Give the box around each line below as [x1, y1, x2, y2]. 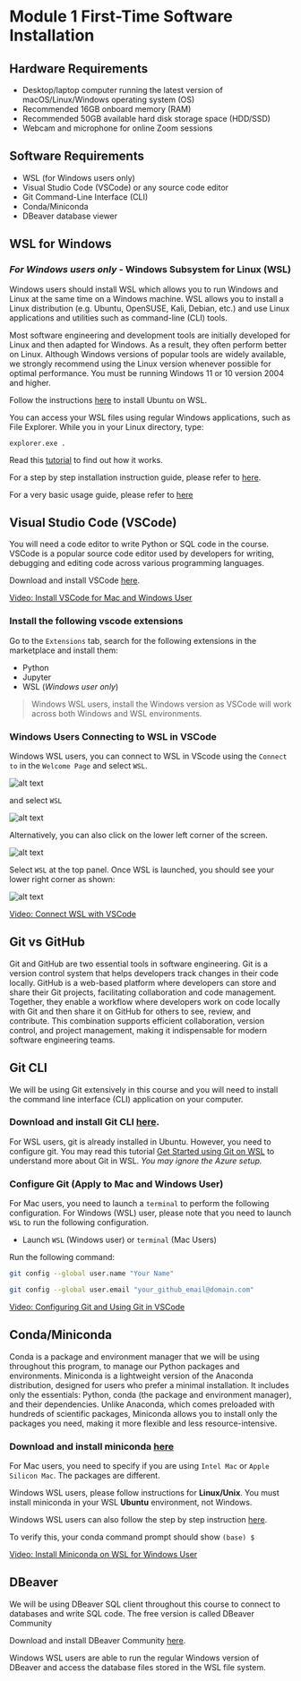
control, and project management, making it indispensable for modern [9, 1025, 267, 1035]
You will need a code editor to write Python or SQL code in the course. [9, 539, 270, 550]
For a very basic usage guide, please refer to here [9, 489, 193, 500]
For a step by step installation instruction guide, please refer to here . [9, 472, 262, 483]
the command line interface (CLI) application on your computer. [9, 1094, 244, 1104]
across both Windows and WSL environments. [30, 708, 202, 718]
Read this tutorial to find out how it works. [9, 454, 163, 465]
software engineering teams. [9, 1034, 116, 1045]
